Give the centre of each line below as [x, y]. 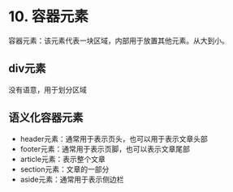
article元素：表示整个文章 [63, 159]
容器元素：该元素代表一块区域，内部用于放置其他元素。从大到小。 [119, 41]
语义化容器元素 [46, 118]
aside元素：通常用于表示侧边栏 [72, 179]
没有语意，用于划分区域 [47, 89]
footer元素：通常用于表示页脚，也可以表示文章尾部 [105, 149]
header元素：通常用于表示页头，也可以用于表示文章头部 [114, 139]
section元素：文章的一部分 [65, 169]
